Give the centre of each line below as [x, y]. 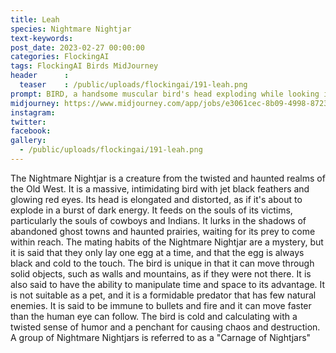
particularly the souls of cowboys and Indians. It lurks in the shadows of [158, 220]
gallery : [28, 141]
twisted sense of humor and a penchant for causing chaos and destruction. [165, 327]
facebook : [31, 131]
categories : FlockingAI [60, 57]
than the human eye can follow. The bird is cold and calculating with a [154, 316]
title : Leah [35, 19]
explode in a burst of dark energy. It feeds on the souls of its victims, [151, 210]
